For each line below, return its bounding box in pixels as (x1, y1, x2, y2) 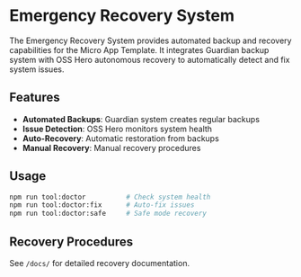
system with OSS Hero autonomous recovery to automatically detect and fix (9, 54, 290, 65)
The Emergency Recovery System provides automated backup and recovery (9, 35, 292, 46)
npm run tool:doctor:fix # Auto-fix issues (9, 201, 195, 210)
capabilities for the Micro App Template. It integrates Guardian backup (9, 44, 270, 55)
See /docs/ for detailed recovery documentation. (9, 258, 190, 268)
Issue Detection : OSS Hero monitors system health (22, 123, 213, 134)
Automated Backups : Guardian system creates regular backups (22, 113, 261, 124)
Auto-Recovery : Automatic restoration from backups (22, 132, 220, 144)
